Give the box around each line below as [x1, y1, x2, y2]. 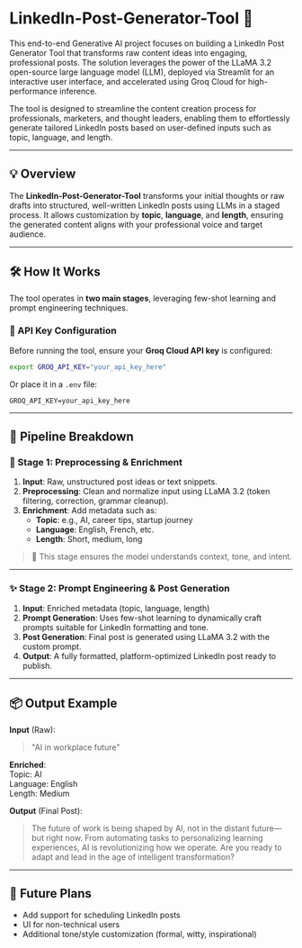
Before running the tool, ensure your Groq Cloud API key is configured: [9, 345, 273, 356]
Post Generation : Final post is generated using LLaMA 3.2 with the [22, 631, 270, 642]
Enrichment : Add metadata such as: [22, 505, 157, 516]
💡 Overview [9, 167, 76, 182]
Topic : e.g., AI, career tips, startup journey [35, 515, 193, 526]
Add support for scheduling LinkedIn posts [22, 909, 182, 921]
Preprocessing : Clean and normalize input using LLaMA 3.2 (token [22, 486, 271, 497]
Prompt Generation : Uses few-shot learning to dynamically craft [22, 612, 262, 623]
